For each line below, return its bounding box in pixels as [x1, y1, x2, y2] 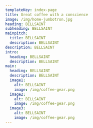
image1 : [9, 78, 26, 83]
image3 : [9, 106, 26, 111]
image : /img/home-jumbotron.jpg [5, 17, 72, 22]
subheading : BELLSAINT [5, 26, 52, 31]
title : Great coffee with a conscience [5, 12, 88, 17]
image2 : [9, 92, 26, 97]
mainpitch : [5, 31, 28, 36]
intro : [5, 49, 19, 54]
